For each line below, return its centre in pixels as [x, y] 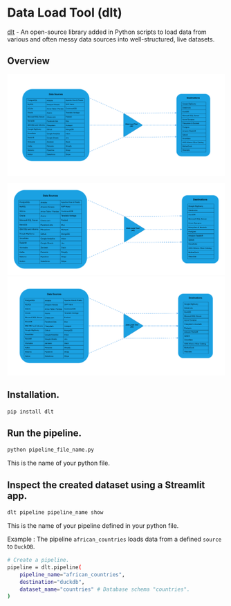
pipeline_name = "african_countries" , [73, 575]
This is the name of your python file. [59, 463]
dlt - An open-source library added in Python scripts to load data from [107, 32]
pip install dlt [30, 412]
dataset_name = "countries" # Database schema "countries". [105, 589]
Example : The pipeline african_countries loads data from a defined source [114, 539]
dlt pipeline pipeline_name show [55, 513]
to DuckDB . [21, 547]
